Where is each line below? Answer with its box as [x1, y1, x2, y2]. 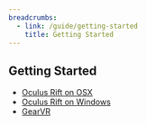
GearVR [21, 106, 51, 117]
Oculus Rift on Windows [21, 96, 112, 108]
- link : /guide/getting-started [16, 22, 139, 31]
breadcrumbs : [8, 13, 58, 22]
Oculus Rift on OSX [21, 87, 94, 98]
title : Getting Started [24, 30, 115, 39]
